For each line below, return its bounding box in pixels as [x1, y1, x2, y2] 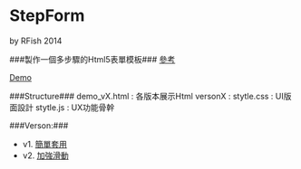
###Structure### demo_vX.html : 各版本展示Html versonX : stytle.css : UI [9, 90, 284, 101]
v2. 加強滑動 [22, 150, 70, 161]
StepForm [9, 5, 85, 26]
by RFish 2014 [9, 35, 63, 46]
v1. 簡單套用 [22, 138, 68, 149]
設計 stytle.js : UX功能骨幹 [16, 101, 115, 113]
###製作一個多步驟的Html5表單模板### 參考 [9, 53, 176, 64]
